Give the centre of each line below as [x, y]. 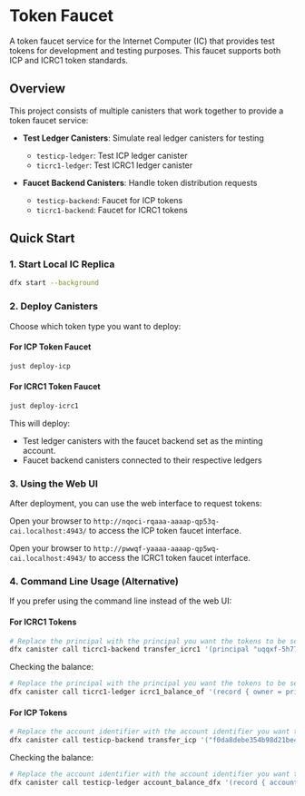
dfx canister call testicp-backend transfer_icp [103, 741]
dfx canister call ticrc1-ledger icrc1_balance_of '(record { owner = [146, 692]
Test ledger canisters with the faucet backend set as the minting [143, 440]
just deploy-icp [40, 366]
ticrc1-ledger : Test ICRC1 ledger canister [114, 165]
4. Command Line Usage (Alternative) [94, 581]
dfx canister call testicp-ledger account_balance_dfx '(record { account [154, 782]
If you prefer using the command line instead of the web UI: [121, 601]
